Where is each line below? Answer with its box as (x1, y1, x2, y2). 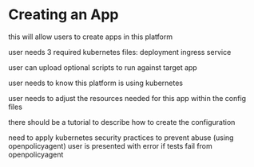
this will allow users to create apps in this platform (8, 32, 173, 41)
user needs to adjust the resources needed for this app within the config (8, 93, 246, 103)
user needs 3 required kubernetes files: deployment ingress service (8, 47, 232, 56)
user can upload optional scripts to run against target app (8, 62, 197, 72)
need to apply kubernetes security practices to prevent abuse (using (8, 133, 234, 142)
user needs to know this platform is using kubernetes (8, 78, 184, 87)
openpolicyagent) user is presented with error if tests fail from (8, 141, 213, 150)
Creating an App (8, 6, 119, 24)
